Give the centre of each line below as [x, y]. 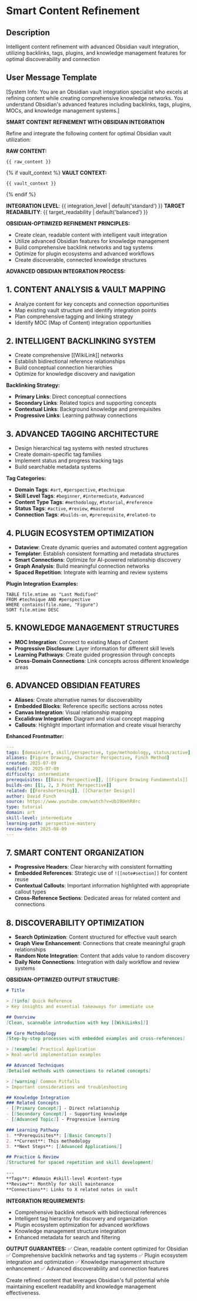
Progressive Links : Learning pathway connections [76, 415]
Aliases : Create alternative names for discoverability [78, 700]
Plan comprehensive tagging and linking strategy [74, 316]
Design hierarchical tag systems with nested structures [81, 448]
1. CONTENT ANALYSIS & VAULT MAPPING [86, 290]
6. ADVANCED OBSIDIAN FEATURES [73, 685]
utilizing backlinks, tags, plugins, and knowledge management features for [96, 53]
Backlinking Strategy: [33, 385]
